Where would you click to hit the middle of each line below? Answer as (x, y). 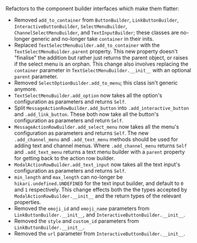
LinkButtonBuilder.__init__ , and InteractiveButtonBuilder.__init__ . (99, 215)
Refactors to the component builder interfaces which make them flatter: (92, 9)
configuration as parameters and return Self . (69, 120)
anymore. (26, 89)
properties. (27, 202)
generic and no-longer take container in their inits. (92, 39)
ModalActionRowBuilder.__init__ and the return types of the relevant (98, 196)
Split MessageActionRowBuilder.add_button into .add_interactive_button (101, 108)
